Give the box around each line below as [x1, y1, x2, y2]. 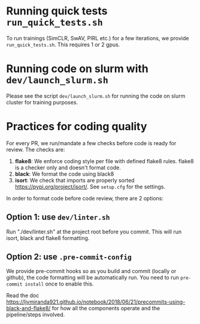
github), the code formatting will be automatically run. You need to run [6, 274, 180, 281]
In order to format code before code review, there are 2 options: [6, 194, 163, 202]
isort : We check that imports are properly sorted [14, 176, 135, 184]
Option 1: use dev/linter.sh [6, 212, 110, 223]
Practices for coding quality [6, 120, 147, 133]
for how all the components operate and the [51, 305, 160, 312]
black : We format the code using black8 [14, 170, 114, 178]
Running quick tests [6, 4, 108, 18]
